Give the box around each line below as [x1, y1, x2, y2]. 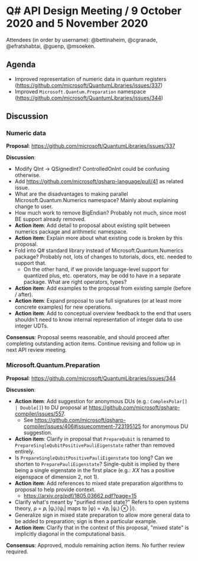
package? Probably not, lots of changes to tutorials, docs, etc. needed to [14, 253, 192, 261]
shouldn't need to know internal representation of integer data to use [14, 316, 183, 323]
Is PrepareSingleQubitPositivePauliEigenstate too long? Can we [14, 454, 173, 461]
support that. [14, 260, 47, 267]
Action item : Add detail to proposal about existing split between [14, 222, 170, 229]
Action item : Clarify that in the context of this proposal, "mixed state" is [14, 524, 189, 531]
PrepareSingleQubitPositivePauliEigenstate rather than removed [14, 442, 175, 449]
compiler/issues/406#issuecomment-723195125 [23, 423, 141, 430]
